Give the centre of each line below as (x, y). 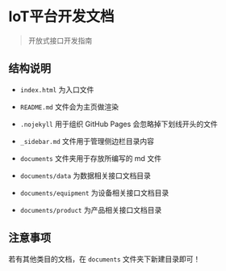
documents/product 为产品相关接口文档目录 (91, 210)
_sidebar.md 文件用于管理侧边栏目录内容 (87, 141)
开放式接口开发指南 (60, 40)
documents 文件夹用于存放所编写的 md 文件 (90, 158)
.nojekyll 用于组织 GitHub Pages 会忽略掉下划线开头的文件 (119, 124)
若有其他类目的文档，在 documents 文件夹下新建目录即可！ (105, 259)
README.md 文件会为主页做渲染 (69, 107)
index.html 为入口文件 (57, 89)
